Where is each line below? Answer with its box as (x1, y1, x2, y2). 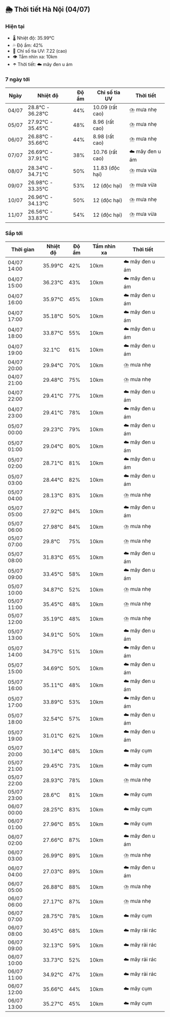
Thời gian (11, 246, 34, 253)
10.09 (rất (93, 104, 117, 111)
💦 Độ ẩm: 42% (12, 42, 43, 48)
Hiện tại (5, 23, 25, 30)
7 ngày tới (5, 76, 30, 83)
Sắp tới (5, 229, 23, 237)
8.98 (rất (93, 133, 114, 140)
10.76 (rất (93, 149, 117, 156)
